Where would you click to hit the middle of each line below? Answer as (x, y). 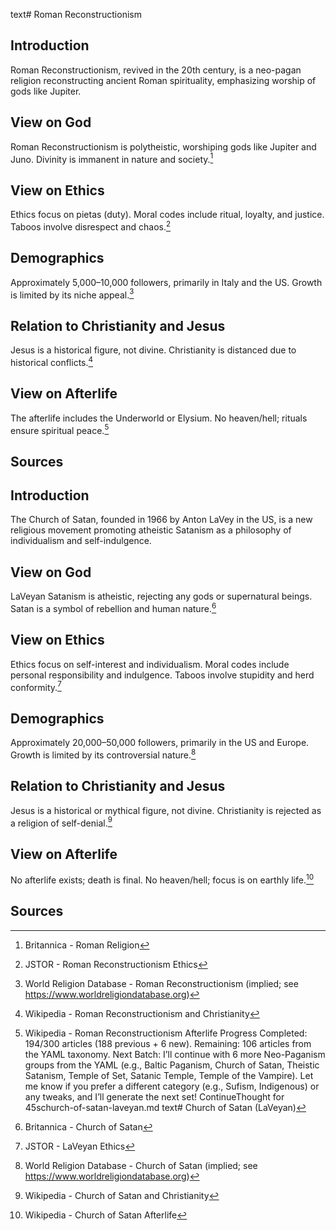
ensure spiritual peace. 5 (60, 429)
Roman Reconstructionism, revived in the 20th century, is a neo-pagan (156, 70)
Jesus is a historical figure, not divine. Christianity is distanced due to (153, 350)
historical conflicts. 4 (52, 361)
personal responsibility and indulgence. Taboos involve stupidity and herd (162, 675)
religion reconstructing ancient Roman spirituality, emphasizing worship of (163, 80)
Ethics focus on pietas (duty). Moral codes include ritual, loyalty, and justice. (167, 215)
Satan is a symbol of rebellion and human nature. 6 (113, 607)
